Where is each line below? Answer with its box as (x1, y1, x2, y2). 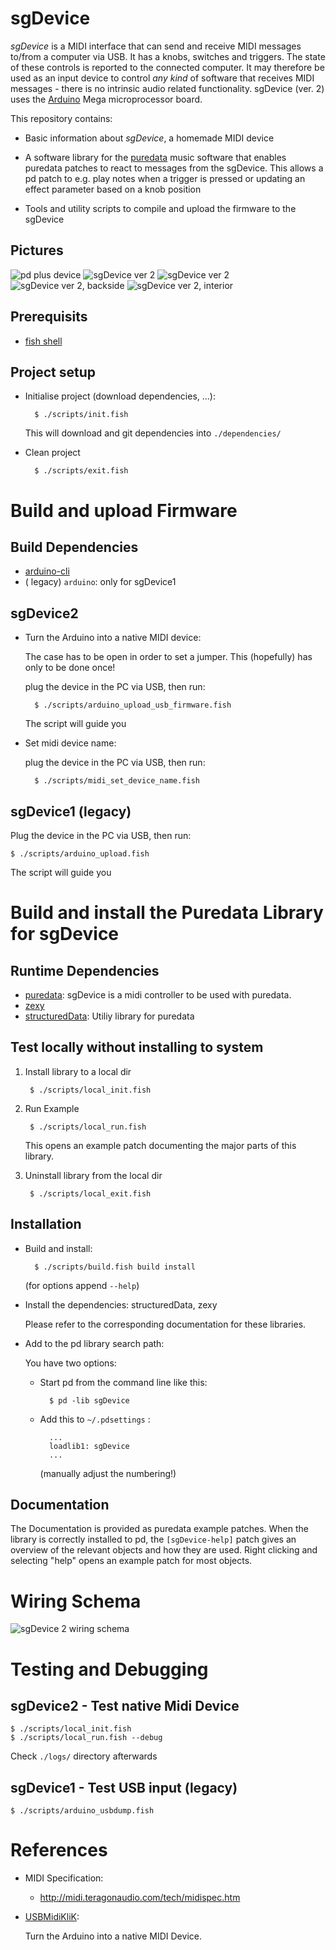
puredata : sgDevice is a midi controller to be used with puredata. (24, 989, 292, 1001)
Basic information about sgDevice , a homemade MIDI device (24, 132, 275, 144)
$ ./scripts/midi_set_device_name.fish (34, 776, 200, 786)
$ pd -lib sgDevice (48, 1395, 130, 1406)
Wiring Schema (10, 1590, 142, 1612)
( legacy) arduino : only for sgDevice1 (24, 576, 177, 588)
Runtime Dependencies (10, 962, 160, 979)
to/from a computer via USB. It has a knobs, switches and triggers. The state (10, 50, 326, 62)
